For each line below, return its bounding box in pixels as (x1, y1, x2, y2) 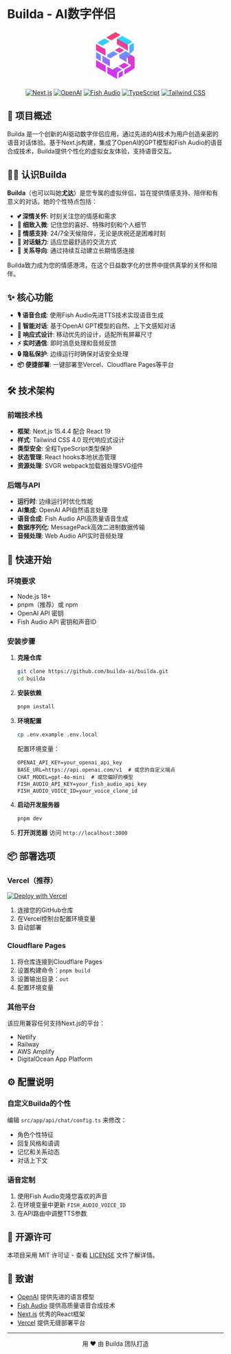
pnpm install (16, 704, 55, 710)
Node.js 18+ (16, 593, 52, 601)
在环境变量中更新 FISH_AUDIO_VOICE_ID (16, 1200, 126, 1209)
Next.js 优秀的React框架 (16, 1309, 85, 1318)
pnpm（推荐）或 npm (16, 600, 78, 609)
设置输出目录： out (16, 975, 69, 983)
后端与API (7, 480, 41, 489)
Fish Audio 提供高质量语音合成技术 (16, 1301, 115, 1309)
